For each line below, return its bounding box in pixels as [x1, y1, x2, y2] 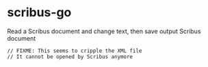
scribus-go [7, 5, 72, 20]
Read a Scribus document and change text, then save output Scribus [7, 27, 201, 35]
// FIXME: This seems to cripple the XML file [7, 47, 142, 54]
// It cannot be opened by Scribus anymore [7, 53, 133, 60]
